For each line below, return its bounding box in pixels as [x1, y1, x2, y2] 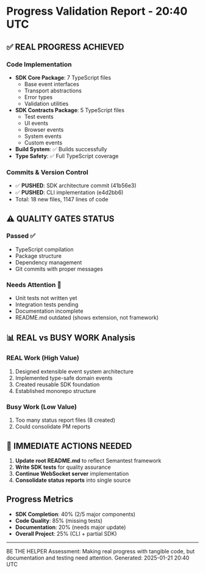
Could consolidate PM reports [15, 423, 90, 430]
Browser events [24, 125, 64, 133]
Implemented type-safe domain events [15, 374, 113, 381]
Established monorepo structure [15, 387, 96, 394]
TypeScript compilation [15, 245, 74, 253]
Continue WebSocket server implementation [15, 470, 129, 477]
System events [24, 132, 62, 140]
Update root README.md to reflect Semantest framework [15, 457, 162, 464]
